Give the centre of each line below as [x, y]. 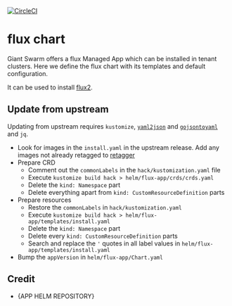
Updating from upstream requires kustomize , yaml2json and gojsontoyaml [112, 126]
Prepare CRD [36, 162]
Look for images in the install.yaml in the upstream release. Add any [118, 147]
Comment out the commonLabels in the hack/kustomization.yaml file [124, 170]
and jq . [18, 134]
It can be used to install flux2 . [50, 87]
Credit [21, 279]
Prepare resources [44, 200]
